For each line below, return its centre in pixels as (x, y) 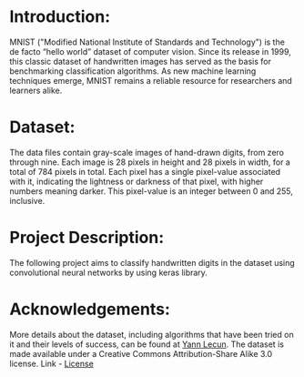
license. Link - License (51, 363)
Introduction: (60, 17)
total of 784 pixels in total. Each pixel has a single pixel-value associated (145, 171)
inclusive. (27, 200)
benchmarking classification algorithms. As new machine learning (133, 71)
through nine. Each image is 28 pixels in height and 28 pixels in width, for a (150, 162)
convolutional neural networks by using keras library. (108, 272)
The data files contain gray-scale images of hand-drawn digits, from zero (147, 152)
